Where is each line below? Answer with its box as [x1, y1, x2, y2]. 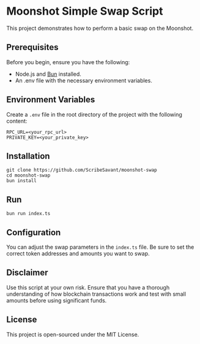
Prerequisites [6, 42, 59, 53]
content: [6, 117, 28, 125]
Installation [6, 151, 50, 161]
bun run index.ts [6, 211, 51, 217]
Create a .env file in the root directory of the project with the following [6, 111, 182, 118]
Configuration [6, 227, 61, 238]
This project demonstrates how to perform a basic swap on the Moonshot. [6, 24, 194, 32]
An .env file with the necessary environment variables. [15, 76, 153, 84]
